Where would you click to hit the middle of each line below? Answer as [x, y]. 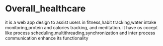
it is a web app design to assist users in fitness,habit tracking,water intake [81, 22]
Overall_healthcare [45, 9]
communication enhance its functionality [47, 38]
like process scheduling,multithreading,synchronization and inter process [80, 33]
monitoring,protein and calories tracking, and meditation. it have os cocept [81, 27]
